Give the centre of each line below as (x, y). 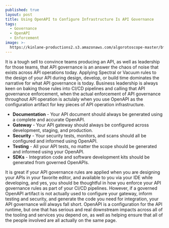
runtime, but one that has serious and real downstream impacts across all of (84, 209)
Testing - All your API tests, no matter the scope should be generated (84, 146)
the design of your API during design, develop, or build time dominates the (82, 78)
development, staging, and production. (53, 130)
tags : (11, 24)
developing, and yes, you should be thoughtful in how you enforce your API (83, 183)
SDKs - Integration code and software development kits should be (81, 157)
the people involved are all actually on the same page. (61, 220)
